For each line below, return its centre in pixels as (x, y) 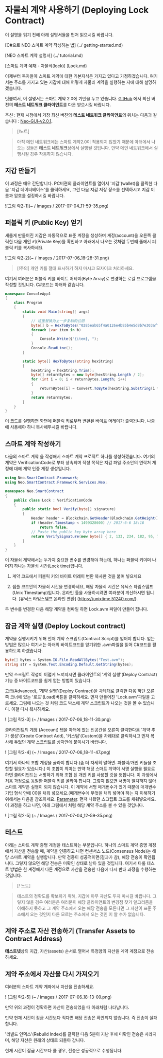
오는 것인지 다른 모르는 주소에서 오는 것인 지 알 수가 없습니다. (87, 914)
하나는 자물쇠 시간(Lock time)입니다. (49, 566)
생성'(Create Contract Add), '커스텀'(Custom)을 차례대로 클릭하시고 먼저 (80, 735)
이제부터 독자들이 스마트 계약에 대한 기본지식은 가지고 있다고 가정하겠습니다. (77, 76)
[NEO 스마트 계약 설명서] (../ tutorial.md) (44, 55)
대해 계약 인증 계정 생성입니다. (42, 469)
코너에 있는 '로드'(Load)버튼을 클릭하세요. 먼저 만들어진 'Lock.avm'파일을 (80, 697)
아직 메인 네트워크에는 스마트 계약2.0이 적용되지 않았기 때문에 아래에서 (83, 142)
